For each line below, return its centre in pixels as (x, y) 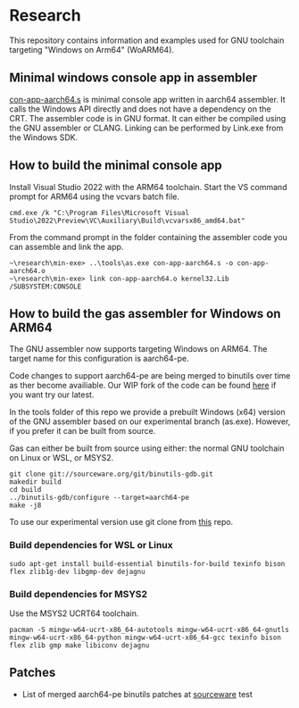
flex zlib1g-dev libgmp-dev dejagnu (77, 571)
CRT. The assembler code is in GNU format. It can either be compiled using (148, 118)
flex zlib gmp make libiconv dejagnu (79, 645)
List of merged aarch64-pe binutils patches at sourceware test (137, 694)
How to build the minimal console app (116, 166)
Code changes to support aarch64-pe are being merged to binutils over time (150, 376)
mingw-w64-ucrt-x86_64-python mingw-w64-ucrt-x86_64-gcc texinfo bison (145, 637)
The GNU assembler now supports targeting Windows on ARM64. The (138, 349)
